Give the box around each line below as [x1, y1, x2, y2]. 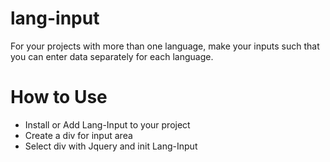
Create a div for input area [24, 129, 133, 141]
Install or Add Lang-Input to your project [24, 118, 191, 131]
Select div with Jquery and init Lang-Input [24, 140, 198, 152]
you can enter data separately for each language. [10, 50, 214, 62]
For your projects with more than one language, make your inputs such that [10, 40, 320, 52]
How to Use [10, 86, 108, 109]
